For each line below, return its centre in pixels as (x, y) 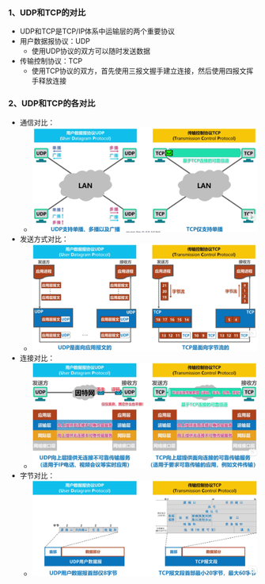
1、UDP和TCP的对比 (47, 12)
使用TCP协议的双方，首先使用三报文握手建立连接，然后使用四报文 (139, 71)
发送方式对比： (44, 239)
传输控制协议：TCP (51, 61)
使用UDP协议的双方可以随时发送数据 (91, 51)
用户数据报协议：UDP (55, 41)
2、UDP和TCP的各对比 (52, 103)
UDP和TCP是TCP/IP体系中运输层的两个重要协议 (97, 31)
